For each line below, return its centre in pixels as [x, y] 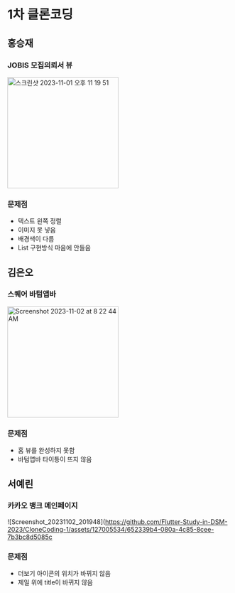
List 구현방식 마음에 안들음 [54, 248]
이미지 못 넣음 [37, 230]
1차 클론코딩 [40, 15]
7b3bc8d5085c [30, 537]
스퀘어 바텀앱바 [32, 294]
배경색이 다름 [36, 239]
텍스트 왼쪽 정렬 [39, 221]
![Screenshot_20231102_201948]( [56, 522]
